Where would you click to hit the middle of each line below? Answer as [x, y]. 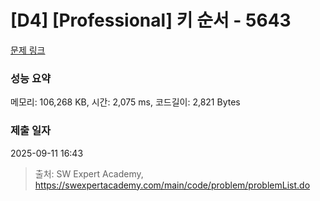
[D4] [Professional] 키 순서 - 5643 [151, 20]
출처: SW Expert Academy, [89, 173]
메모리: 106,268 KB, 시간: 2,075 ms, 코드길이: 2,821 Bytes [125, 102]
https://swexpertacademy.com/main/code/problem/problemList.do [172, 185]
